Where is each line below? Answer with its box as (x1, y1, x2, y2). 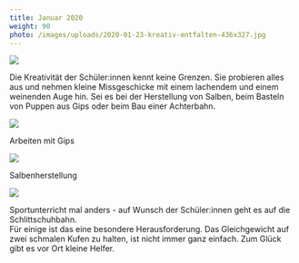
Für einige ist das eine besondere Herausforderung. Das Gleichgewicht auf (9, 224, 289, 235)
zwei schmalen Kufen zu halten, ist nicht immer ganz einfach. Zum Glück (9, 233, 282, 245)
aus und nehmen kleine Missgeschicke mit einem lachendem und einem (9, 82, 279, 93)
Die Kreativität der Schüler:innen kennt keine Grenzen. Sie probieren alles (9, 72, 284, 83)
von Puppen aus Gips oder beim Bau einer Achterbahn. (9, 101, 216, 112)
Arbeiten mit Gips (9, 135, 75, 146)
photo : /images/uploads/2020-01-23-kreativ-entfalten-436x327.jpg (9, 30, 266, 39)
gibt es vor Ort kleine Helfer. (9, 243, 115, 254)
